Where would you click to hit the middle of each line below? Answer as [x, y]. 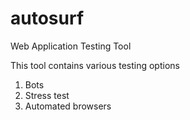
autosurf [47, 18]
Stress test [47, 95]
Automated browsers [68, 106]
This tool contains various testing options [95, 65]
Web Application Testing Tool [71, 46]
